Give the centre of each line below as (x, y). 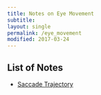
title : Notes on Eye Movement (51, 14)
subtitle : (21, 20)
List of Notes (35, 68)
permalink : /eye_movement (44, 33)
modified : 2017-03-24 (38, 40)
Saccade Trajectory (45, 84)
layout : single (29, 26)
